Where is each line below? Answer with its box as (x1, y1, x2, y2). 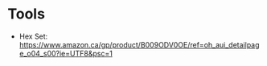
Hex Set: (18, 31, 48, 41)
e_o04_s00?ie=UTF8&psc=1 (18, 48, 113, 58)
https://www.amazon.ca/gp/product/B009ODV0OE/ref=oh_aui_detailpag (18, 39, 260, 49)
